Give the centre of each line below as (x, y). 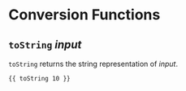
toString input (45, 45)
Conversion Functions (84, 15)
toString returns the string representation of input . (93, 64)
